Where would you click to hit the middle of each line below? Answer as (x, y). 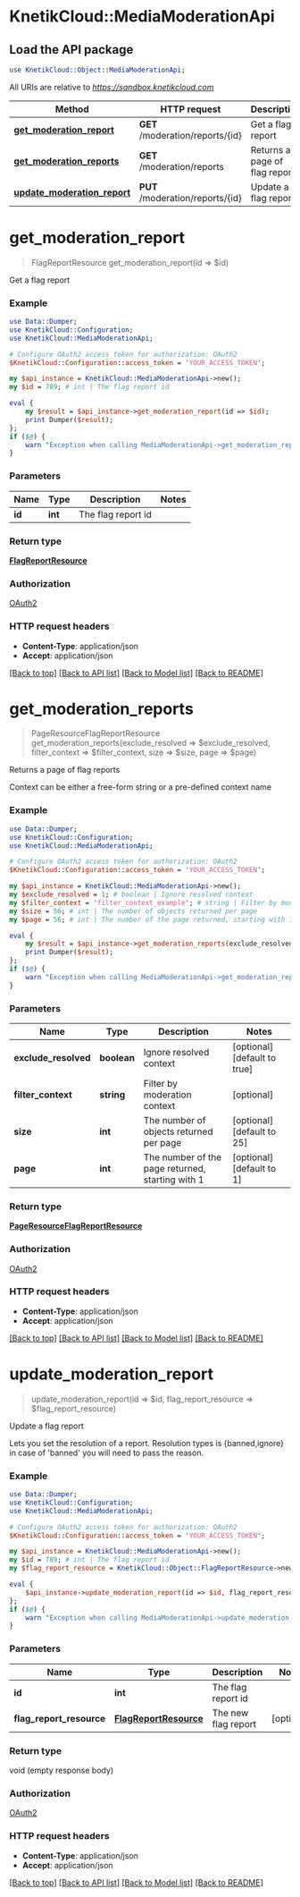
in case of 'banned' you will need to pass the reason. (106, 1452)
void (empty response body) (62, 1770)
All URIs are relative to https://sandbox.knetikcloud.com (112, 87)
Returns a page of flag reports (65, 770)
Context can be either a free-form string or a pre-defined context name (141, 787)
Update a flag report (46, 1426)
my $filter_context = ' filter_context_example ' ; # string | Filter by (143, 902)
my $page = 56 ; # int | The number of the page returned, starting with (147, 919)
